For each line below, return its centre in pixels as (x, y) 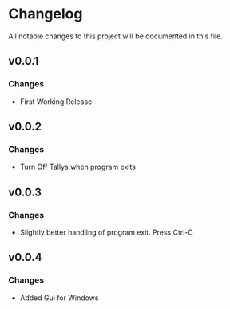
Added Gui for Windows (59, 298)
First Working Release (56, 102)
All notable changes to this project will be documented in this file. (116, 36)
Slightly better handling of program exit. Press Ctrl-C (107, 232)
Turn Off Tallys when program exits (77, 167)
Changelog (46, 14)
